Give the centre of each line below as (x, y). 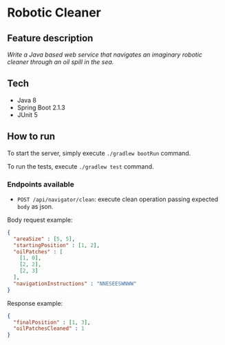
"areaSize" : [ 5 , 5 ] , (44, 239)
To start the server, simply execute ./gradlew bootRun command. (99, 153)
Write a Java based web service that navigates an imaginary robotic (105, 54)
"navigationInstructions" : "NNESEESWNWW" (75, 284)
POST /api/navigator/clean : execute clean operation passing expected (118, 199)
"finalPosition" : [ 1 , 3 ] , (52, 322)
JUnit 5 (27, 114)
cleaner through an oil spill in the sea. (61, 62)
